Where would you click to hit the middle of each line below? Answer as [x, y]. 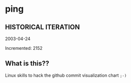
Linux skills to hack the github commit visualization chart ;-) [66, 75]
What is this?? [27, 64]
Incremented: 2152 [24, 48]
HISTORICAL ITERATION [43, 27]
